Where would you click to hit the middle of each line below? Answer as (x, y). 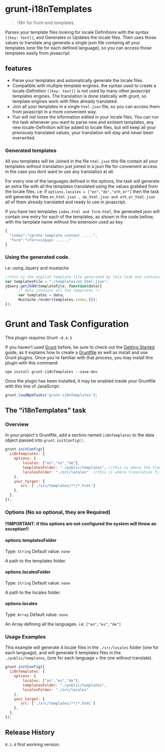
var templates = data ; (41, 295)
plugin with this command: (32, 362)
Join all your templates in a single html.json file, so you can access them (86, 106)
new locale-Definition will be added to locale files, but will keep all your (84, 127)
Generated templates (31, 150)
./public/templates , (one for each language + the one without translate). (79, 658)
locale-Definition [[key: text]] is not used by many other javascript (81, 91)
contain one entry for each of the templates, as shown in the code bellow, (80, 217)
